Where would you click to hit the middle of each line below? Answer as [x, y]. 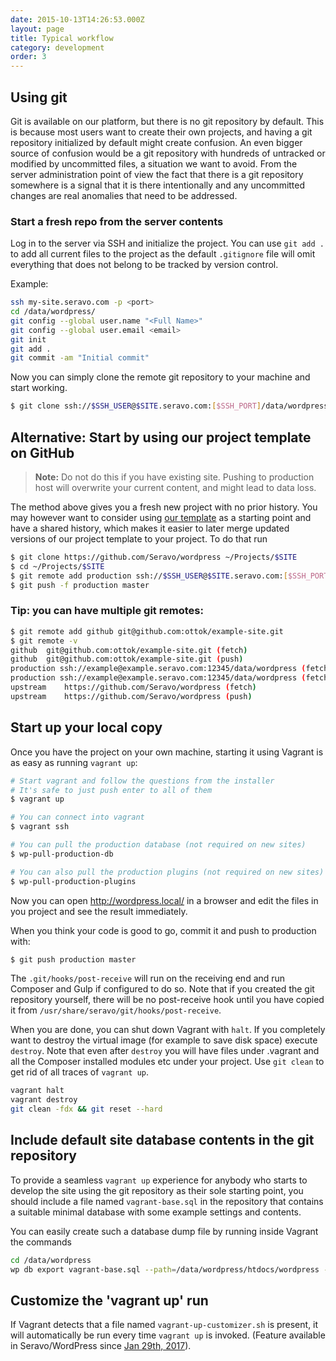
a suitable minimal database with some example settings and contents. [156, 1212]
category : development [57, 47]
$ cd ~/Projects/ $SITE [57, 566]
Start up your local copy [86, 727]
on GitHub [42, 452]
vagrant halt [37, 1091]
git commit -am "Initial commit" [80, 358]
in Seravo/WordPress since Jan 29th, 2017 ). [101, 1346]
